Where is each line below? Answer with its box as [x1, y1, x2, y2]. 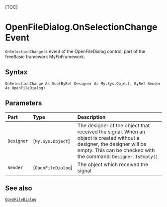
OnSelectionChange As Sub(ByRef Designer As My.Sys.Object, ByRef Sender [5, 81, 162, 86]
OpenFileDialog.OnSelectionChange [5, 22, 158, 33]
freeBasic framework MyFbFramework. [5, 53, 85, 59]
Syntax [5, 68, 28, 76]
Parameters [5, 99, 42, 107]
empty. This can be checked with [77, 147, 155, 154]
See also [5, 184, 32, 192]
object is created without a [77, 134, 140, 141]
